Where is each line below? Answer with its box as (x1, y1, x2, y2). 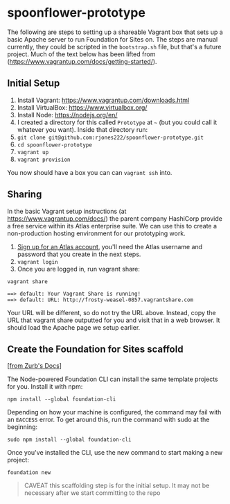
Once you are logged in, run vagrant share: (17, 264, 141, 273)
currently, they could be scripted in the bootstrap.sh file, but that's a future (7, 42, 222, 51)
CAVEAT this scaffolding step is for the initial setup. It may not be (24, 481, 210, 490)
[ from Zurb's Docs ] (7, 362, 62, 370)
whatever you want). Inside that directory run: (17, 125, 148, 133)
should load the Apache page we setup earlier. (7, 323, 141, 331)
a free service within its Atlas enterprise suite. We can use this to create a (7, 221, 217, 230)
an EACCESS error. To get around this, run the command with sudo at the (7, 415, 210, 424)
